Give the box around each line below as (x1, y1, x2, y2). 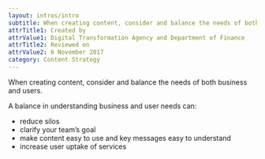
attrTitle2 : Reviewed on (8, 41, 90, 49)
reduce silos (19, 116, 60, 126)
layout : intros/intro (8, 11, 80, 20)
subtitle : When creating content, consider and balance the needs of (8, 19, 242, 27)
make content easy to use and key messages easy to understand (19, 133, 231, 142)
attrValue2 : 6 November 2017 (8, 48, 104, 56)
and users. (8, 85, 43, 95)
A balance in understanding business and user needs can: (8, 100, 197, 111)
